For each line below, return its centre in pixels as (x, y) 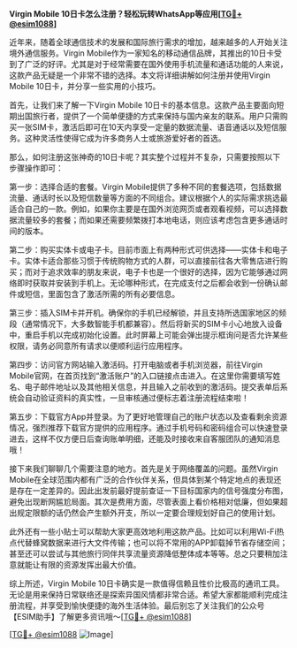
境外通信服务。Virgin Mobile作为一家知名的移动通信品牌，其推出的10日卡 (142, 53)
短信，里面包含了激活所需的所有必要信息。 (102, 294)
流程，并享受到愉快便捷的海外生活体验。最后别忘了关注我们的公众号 (141, 606)
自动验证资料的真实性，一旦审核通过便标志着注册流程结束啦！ (137, 398)
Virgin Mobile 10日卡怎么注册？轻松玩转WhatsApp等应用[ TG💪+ (126, 14)
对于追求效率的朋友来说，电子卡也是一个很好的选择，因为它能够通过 (156, 272)
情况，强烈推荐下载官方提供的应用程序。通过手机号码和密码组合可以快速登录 (148, 427)
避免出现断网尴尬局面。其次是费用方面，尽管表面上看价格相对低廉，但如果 (145, 502)
